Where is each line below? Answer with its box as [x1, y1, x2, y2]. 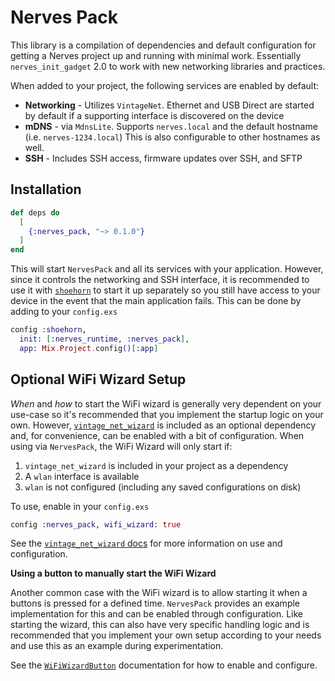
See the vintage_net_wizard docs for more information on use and [10, 537, 283, 550]
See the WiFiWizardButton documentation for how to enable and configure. [10, 659, 318, 671]
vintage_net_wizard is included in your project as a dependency [24, 459, 289, 471]
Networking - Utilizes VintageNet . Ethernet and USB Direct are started [24, 99, 315, 111]
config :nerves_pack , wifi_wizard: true [10, 519, 182, 530]
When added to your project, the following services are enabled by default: [10, 79, 320, 91]
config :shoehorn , [10, 325, 87, 335]
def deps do [10, 207, 60, 218]
